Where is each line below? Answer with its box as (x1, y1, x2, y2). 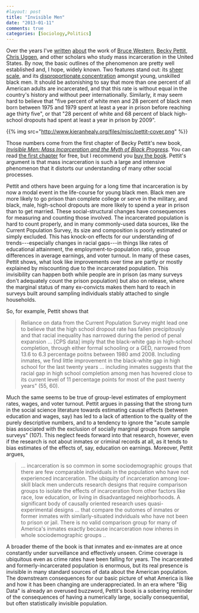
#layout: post (6, 8, 42, 15)
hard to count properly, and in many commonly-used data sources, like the (6, 220, 189, 227)
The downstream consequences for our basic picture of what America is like (6, 574, 194, 582)
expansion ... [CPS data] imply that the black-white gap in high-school (20, 338, 192, 345)
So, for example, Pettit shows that (6, 308, 89, 315)
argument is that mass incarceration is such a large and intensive (6, 159, 165, 166)
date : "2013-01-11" (6, 20, 55, 26)
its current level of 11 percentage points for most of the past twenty (20, 376, 185, 383)
